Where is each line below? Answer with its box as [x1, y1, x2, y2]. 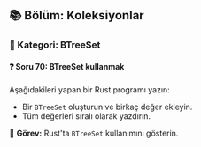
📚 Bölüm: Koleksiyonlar [9, 8, 144, 23]
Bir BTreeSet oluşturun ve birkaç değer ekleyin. [21, 101, 193, 112]
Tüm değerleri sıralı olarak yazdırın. [21, 110, 151, 121]
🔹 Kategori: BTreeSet [9, 39, 101, 51]
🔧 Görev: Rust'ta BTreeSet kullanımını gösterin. [9, 128, 179, 138]
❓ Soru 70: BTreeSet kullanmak [9, 61, 125, 71]
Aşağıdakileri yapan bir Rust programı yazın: [9, 84, 170, 95]
